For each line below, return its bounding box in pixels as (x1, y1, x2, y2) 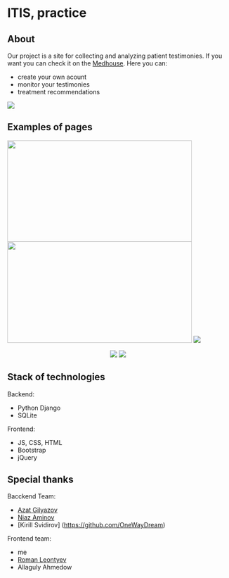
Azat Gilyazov (17, 505, 58, 515)
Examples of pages (7, 121, 93, 133)
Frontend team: (7, 534, 51, 543)
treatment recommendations (17, 88, 100, 96)
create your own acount (17, 73, 87, 81)
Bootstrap (17, 446, 46, 454)
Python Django (17, 403, 61, 412)
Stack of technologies (7, 371, 105, 383)
